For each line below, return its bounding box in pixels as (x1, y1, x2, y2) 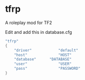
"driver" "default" (14, 48, 79, 53)
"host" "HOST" (14, 53, 72, 57)
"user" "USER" (14, 61, 72, 67)
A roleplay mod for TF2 (5, 20, 52, 26)
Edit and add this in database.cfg (5, 29, 73, 35)
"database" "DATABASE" (14, 57, 72, 62)
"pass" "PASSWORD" (14, 66, 81, 71)
